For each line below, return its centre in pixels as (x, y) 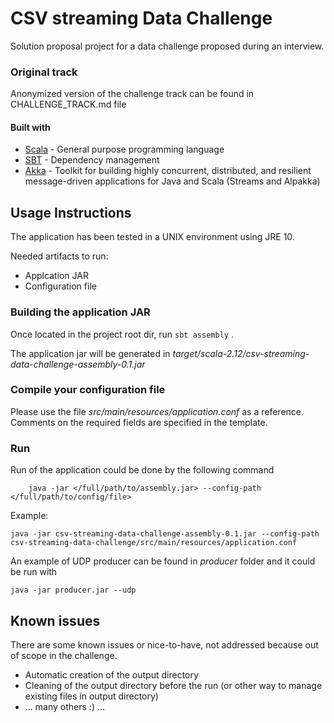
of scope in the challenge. (64, 655)
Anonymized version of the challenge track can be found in (132, 94)
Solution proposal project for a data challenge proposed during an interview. (167, 46)
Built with (30, 127)
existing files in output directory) (91, 696)
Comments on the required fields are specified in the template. (139, 422)
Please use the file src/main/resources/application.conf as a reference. (157, 411)
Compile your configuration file (88, 390)
